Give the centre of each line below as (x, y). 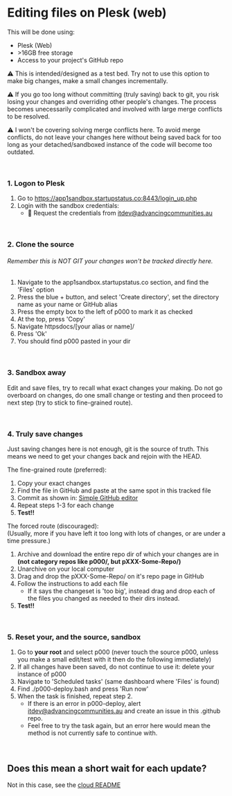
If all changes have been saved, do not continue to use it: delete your (116, 667)
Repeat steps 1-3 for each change (65, 505)
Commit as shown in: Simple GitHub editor (78, 497)
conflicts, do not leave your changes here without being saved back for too (114, 137)
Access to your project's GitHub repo (70, 60)
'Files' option (36, 290)
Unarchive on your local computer (66, 569)
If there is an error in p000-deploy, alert (84, 704)
